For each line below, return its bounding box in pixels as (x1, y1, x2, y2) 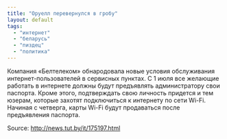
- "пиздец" (13, 42, 45, 49)
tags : (7, 23, 23, 29)
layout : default (7, 16, 53, 23)
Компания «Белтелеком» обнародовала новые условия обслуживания (7, 66, 215, 75)
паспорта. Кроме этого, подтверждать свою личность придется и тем (7, 88, 214, 97)
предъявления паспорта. (7, 110, 81, 118)
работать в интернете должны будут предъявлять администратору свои (7, 81, 221, 90)
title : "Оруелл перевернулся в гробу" (7, 10, 118, 17)
